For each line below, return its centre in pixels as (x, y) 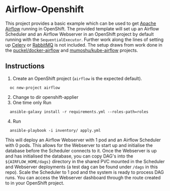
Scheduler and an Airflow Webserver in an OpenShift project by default (79, 34)
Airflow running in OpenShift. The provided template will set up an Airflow (82, 28)
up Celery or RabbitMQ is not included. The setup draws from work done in (84, 45)
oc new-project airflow (35, 88)
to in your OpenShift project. (35, 183)
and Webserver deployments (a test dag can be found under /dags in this (82, 167)
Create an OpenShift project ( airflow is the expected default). (77, 78)
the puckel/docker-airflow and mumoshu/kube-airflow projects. (72, 50)
